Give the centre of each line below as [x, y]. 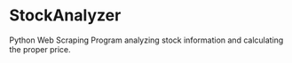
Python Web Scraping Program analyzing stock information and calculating [146, 40]
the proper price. [40, 49]
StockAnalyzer [65, 16]
